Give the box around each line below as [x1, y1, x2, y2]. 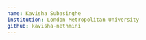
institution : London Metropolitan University [7, 16, 139, 23]
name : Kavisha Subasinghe [7, 9, 81, 17]
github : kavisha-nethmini [7, 22, 81, 29]
